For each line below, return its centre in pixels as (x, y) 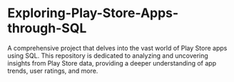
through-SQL (47, 28)
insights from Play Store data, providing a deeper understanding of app (112, 63)
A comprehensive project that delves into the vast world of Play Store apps (117, 48)
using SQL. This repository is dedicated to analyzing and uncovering (108, 56)
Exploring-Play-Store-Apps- (93, 13)
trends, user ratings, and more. (53, 71)
